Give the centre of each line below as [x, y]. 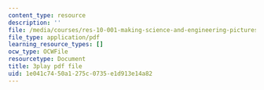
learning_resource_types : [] [56, 45]
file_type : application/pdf [54, 37]
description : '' [35, 23]
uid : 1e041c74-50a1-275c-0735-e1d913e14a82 [81, 74]
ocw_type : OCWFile [38, 52]
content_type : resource [47, 15]
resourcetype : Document [47, 59]
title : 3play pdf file [45, 67]
